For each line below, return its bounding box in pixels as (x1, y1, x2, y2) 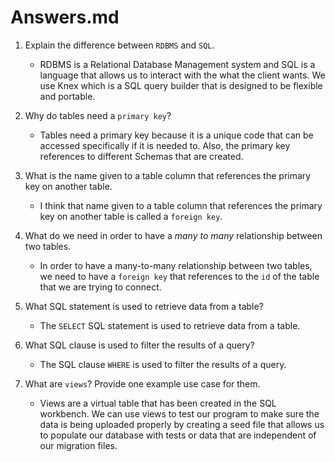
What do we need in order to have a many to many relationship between (24, 229, 323, 241)
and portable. (39, 90, 96, 102)
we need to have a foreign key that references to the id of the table (39, 270, 320, 282)
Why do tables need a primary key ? (24, 109, 172, 121)
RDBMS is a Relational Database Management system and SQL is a (39, 58, 316, 70)
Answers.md (10, 6, 120, 29)
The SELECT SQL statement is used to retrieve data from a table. (39, 319, 301, 331)
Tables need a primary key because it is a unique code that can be (39, 129, 314, 141)
